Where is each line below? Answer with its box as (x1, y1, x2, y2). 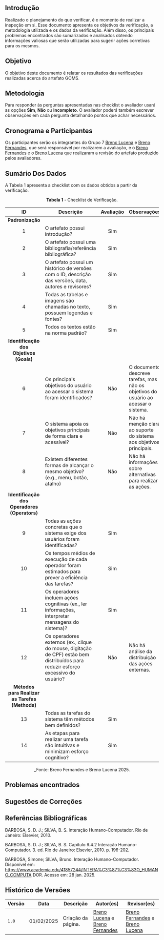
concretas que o (44, 524, 82, 531)
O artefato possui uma (44, 239, 96, 245)
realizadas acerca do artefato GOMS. (5, 75, 80, 81)
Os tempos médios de (44, 550, 95, 557)
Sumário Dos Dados (5, 169, 67, 178)
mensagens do (44, 619, 79, 626)
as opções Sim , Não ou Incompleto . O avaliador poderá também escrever (5, 107, 154, 113)
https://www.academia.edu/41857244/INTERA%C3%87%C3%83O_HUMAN (5, 866, 159, 873)
